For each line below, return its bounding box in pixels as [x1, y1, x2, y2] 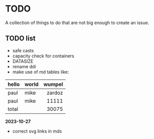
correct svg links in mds [12, 128, 62, 134]
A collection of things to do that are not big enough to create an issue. [5, 20, 149, 26]
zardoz [46, 89, 63, 96]
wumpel [43, 81, 63, 88]
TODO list [5, 34, 36, 43]
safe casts [12, 47, 34, 53]
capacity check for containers [12, 53, 74, 59]
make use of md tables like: [12, 69, 69, 75]
